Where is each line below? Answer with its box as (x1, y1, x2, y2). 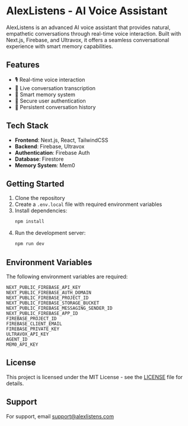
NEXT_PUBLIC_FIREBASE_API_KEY (6, 284, 81, 290)
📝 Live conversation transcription (14, 84, 96, 91)
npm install (14, 218, 44, 225)
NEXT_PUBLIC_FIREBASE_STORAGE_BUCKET (6, 300, 100, 306)
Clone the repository (14, 195, 65, 202)
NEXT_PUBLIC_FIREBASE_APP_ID (6, 310, 78, 316)
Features (6, 60, 40, 70)
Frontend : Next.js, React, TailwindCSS (14, 136, 109, 144)
